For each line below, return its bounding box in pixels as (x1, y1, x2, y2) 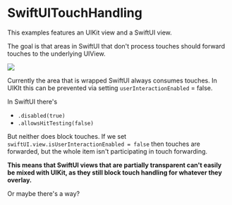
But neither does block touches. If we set (7, 132, 127, 140)
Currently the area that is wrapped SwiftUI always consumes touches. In (7, 76, 217, 85)
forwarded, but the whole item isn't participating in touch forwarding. (7, 147, 208, 156)
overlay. (7, 175, 32, 184)
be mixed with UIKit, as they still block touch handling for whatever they (7, 168, 222, 177)
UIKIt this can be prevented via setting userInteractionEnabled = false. (7, 83, 213, 92)
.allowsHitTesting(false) (17, 120, 94, 127)
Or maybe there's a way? (7, 189, 80, 198)
